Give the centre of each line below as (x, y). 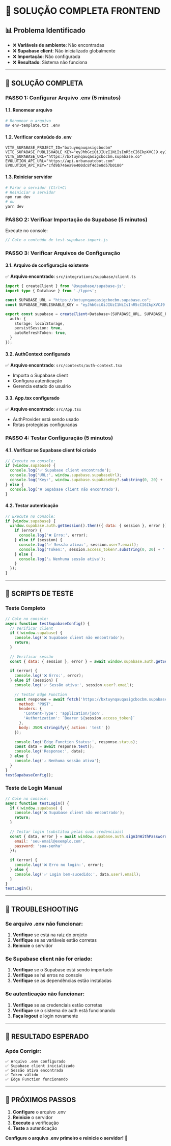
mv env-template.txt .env (33, 125)
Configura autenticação (37, 381)
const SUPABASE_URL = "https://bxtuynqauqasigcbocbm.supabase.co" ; (78, 300)
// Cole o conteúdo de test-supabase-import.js (57, 240)
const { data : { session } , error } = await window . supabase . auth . (83, 661)
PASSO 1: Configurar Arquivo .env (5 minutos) (63, 98)
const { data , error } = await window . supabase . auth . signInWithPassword (89, 836)
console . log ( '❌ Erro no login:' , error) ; (59, 865)
